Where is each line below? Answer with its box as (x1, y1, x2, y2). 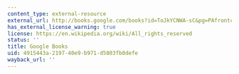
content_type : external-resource (7, 10, 107, 18)
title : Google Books (7, 43, 69, 50)
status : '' (7, 37, 40, 44)
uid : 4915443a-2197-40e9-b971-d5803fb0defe (7, 50, 139, 57)
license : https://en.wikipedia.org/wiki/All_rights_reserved (7, 30, 193, 37)
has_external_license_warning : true (7, 23, 116, 30)
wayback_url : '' (7, 56, 55, 63)
